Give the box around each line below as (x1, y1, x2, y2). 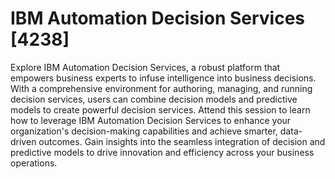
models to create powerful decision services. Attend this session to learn (10, 103, 311, 116)
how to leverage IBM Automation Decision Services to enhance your (10, 114, 292, 126)
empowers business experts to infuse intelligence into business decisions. (10, 72, 317, 84)
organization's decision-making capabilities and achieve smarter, (10, 125, 278, 137)
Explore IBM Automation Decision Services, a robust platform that (10, 61, 281, 73)
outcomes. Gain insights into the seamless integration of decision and (38, 135, 326, 147)
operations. (10, 157, 58, 169)
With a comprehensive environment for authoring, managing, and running (10, 82, 313, 94)
